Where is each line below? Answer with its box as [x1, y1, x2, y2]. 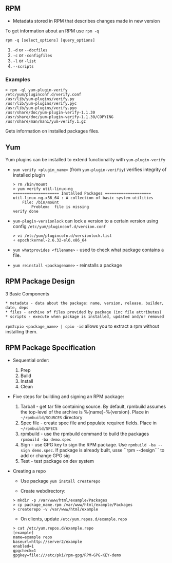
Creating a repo [12, 467, 46, 474]
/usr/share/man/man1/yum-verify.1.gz [5, 119, 86, 124]
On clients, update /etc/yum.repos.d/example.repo [20, 516, 127, 522]
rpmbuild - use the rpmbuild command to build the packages [20, 430, 149, 437]
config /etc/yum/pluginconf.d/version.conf [12, 223, 106, 229]
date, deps [5, 305, 29, 310]
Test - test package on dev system [20, 458, 94, 464]
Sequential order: [12, 357, 50, 363]
